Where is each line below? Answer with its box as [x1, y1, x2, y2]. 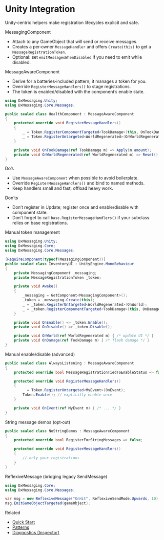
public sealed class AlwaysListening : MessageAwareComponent [5, 360, 134, 365]
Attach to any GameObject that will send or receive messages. [12, 38, 138, 45]
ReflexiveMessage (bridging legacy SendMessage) [5, 473, 107, 479]
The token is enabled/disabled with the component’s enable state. [12, 89, 145, 94]
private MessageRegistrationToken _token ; [14, 275, 102, 280]
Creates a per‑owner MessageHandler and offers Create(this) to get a [12, 44, 151, 49]
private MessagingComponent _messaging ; [14, 270, 97, 275]
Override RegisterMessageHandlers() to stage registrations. [12, 83, 131, 89]
